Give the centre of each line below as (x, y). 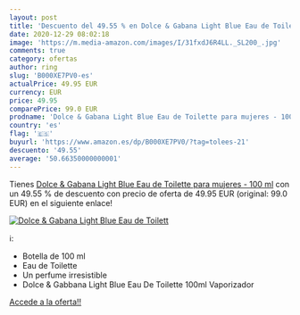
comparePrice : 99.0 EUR (54, 109)
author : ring (33, 68)
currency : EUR (36, 92)
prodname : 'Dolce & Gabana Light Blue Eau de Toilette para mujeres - (143, 117)
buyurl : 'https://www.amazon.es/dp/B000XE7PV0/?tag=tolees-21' (129, 142)
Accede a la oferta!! (46, 302)
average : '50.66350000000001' (66, 158)
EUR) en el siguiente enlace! (61, 203)
